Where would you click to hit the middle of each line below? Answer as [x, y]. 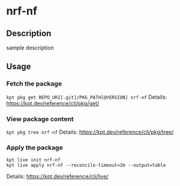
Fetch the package [34, 84]
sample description [30, 48]
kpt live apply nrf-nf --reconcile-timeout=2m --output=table [86, 166]
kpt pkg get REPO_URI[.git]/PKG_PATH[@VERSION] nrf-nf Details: [87, 97]
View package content [40, 119]
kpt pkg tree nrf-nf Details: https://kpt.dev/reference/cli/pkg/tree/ [90, 132]
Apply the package [35, 147]
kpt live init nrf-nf [34, 160]
